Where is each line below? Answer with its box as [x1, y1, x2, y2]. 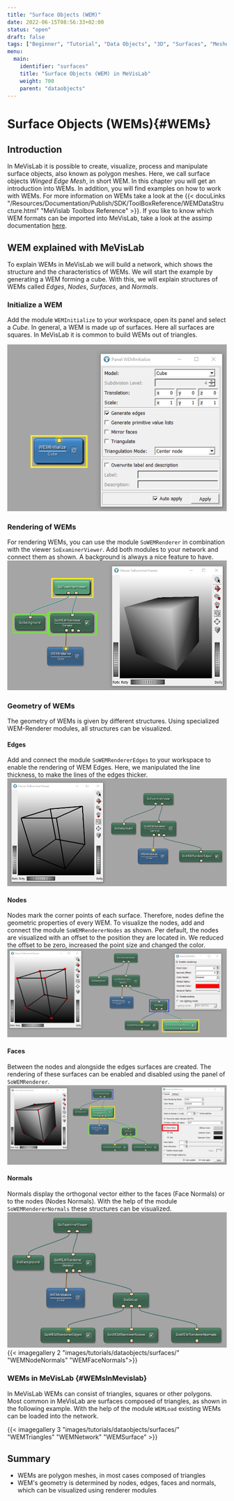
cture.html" [7, 207, 40, 215]
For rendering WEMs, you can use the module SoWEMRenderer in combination [7, 538, 225, 546]
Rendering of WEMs [7, 522, 77, 532]
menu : [7, 48, 23, 55]
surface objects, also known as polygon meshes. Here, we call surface [7, 170, 210, 178]
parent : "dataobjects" [19, 85, 86, 92]
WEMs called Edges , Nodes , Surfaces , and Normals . [7, 283, 158, 291]
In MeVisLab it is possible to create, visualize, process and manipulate [7, 162, 208, 170]
